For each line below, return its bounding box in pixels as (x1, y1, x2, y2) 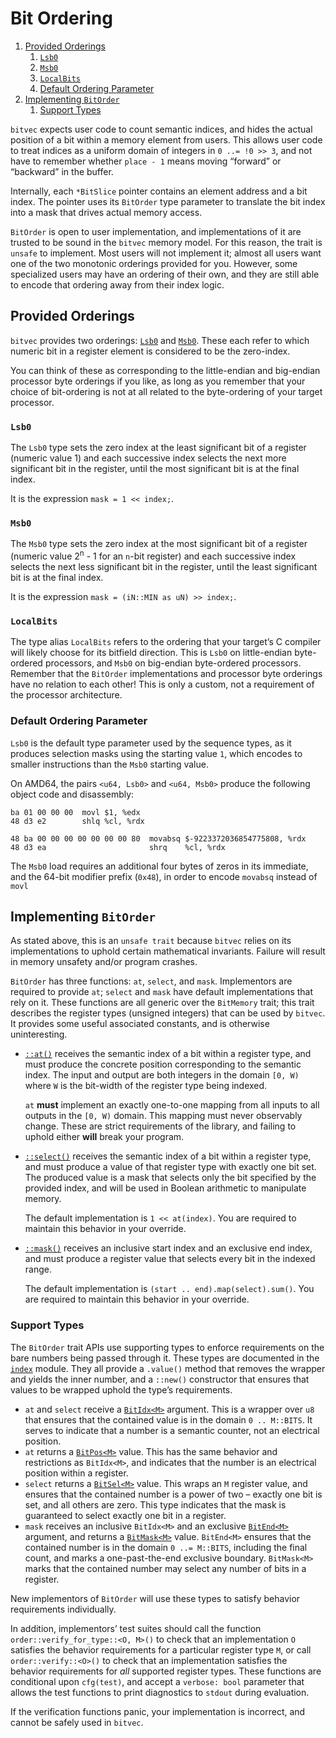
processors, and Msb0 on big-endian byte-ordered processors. (44, 657, 302, 669)
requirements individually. (10, 1603, 117, 1615)
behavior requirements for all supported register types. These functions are (10, 1665, 322, 1677)
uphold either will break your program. (24, 1131, 185, 1143)
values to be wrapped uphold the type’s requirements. (10, 1383, 233, 1396)
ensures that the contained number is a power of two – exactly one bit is (24, 1488, 323, 1500)
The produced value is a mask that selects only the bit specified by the (24, 1172, 317, 1184)
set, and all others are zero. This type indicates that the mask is (24, 1498, 287, 1511)
